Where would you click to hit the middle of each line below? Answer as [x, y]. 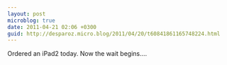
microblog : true [31, 20]
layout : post [27, 14]
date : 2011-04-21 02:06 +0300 [52, 27]
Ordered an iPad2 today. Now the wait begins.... [77, 54]
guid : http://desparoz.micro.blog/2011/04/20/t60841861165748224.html [114, 34]
